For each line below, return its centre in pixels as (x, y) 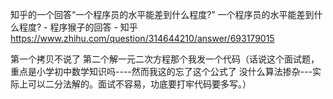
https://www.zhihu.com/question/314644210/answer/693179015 (142, 38)
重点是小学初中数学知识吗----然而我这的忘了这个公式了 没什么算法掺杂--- (161, 71)
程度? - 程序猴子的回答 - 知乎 (78, 27)
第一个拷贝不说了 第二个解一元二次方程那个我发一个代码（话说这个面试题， (165, 59)
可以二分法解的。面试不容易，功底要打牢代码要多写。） (139, 84)
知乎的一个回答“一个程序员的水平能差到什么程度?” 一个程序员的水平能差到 (162, 14)
